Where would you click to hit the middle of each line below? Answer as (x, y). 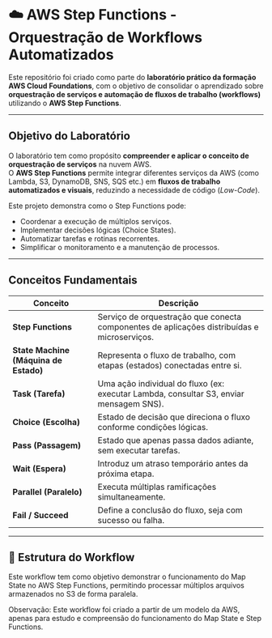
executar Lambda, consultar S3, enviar (171, 393)
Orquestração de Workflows (105, 38)
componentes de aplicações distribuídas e (178, 326)
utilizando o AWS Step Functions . (65, 103)
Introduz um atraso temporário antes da (173, 463)
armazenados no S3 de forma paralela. (73, 594)
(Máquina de (37, 360)
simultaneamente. (132, 496)
